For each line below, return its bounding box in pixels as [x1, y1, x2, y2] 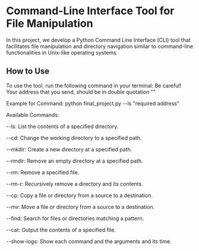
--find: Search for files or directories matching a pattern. [6, 215, 144, 222]
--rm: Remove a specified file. [6, 169, 80, 176]
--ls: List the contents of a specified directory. [6, 123, 119, 130]
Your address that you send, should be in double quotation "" [6, 88, 156, 96]
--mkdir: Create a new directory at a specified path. [6, 145, 132, 152]
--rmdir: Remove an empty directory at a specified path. [6, 157, 144, 164]
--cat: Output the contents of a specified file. [6, 226, 116, 233]
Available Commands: [6, 111, 59, 118]
